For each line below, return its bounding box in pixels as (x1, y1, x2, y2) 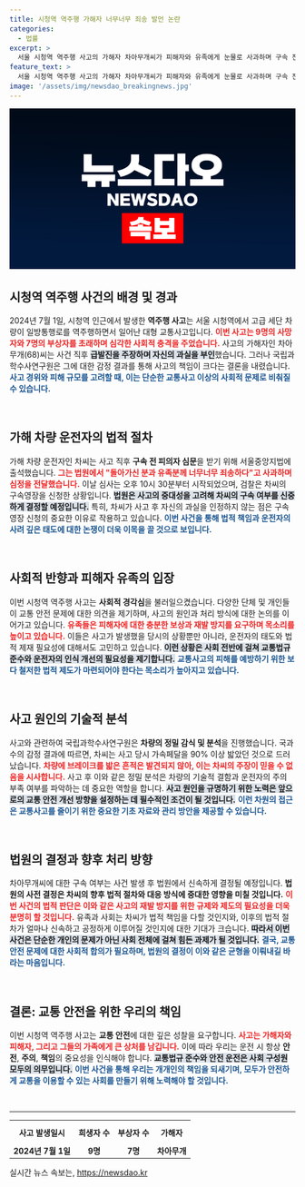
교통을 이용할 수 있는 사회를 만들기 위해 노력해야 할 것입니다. (18, 1075, 229, 1086)
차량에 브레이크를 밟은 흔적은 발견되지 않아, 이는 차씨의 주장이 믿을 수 (43, 759, 284, 771)
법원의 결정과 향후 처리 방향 (9, 852, 152, 867)
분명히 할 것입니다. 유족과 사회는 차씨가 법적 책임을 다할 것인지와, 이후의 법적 (9, 912, 280, 923)
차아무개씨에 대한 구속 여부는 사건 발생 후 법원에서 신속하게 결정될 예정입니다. (9, 877, 283, 889)
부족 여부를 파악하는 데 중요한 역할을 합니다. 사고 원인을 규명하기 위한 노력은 (9, 782, 277, 794)
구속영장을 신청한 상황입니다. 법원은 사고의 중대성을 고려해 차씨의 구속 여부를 (9, 490, 279, 500)
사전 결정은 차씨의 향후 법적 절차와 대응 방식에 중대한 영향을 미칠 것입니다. (25, 889, 284, 900)
